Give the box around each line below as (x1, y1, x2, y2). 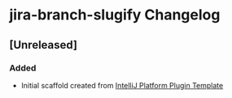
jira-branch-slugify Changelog (9, 6, 221, 24)
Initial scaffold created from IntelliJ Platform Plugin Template (20, 80, 224, 90)
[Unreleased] (9, 38, 78, 52)
